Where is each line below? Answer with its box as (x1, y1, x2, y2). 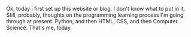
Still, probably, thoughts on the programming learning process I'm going (6, 11, 184, 18)
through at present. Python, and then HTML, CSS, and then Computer (6, 18, 178, 24)
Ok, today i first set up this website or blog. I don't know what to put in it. (6, 5, 186, 12)
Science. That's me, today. (6, 24, 72, 31)
